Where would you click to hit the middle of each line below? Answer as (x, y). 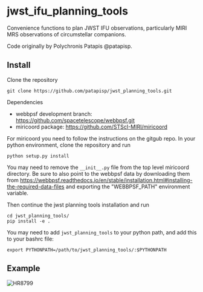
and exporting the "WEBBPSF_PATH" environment (128, 187)
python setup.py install (38, 156)
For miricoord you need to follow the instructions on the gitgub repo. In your (101, 138)
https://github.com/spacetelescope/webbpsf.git (75, 120)
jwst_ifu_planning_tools (68, 11)
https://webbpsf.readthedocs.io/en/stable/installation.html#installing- (106, 180)
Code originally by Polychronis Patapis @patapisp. (69, 46)
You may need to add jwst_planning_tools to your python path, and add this (102, 232)
